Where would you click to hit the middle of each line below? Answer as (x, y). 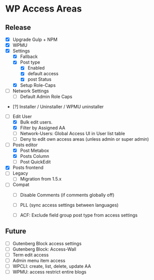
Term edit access (31, 255)
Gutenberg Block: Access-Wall (44, 249)
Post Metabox (35, 151)
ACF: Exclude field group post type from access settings (79, 215)
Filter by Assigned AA (43, 128)
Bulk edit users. (36, 122)
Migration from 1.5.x (41, 179)
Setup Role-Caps (38, 85)
